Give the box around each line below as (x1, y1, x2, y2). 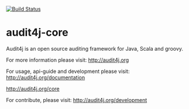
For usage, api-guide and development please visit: (6, 68, 130, 75)
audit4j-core (6, 26, 68, 39)
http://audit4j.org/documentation (6, 73, 85, 81)
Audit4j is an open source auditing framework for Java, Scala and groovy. (6, 45, 183, 52)
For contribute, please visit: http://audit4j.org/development (6, 96, 147, 103)
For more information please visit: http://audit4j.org (6, 56, 129, 64)
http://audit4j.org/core (6, 85, 60, 92)
